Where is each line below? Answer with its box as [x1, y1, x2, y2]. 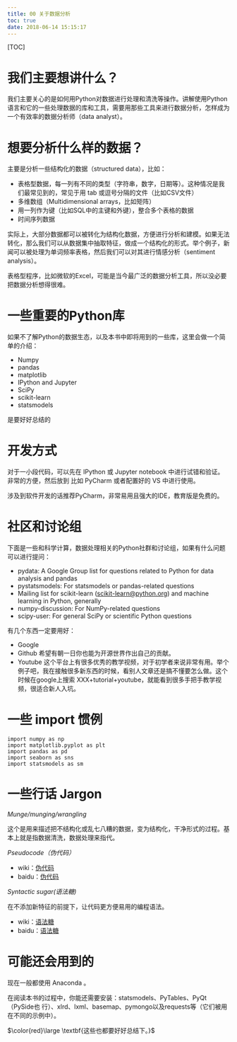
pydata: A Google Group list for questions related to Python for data [17, 567, 214, 576]
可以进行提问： [7, 553, 51, 561]
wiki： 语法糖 [17, 917, 54, 926]
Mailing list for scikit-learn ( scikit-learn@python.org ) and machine [17, 589, 209, 598]
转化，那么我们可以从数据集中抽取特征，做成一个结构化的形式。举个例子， [7, 239, 224, 248]
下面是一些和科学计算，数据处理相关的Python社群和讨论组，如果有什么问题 [7, 544, 226, 552]
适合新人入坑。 [36, 685, 80, 693]
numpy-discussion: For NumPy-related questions [17, 605, 161, 613]
